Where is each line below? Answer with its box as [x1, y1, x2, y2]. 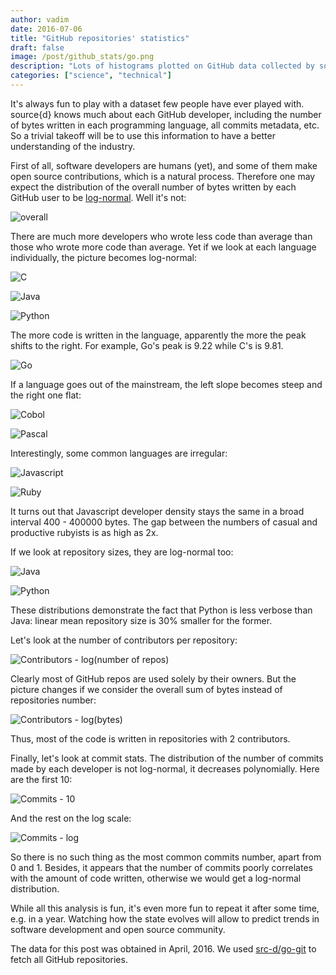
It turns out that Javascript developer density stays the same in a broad [10, 505, 305, 517]
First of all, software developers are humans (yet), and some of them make [10, 159, 318, 171]
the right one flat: [10, 389, 82, 401]
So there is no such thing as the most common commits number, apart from [10, 851, 322, 863]
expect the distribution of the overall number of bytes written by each [10, 181, 297, 193]
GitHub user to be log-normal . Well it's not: [10, 191, 187, 203]
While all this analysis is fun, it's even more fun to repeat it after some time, [10, 902, 320, 914]
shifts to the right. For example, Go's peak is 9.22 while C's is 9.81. [10, 339, 284, 351]
